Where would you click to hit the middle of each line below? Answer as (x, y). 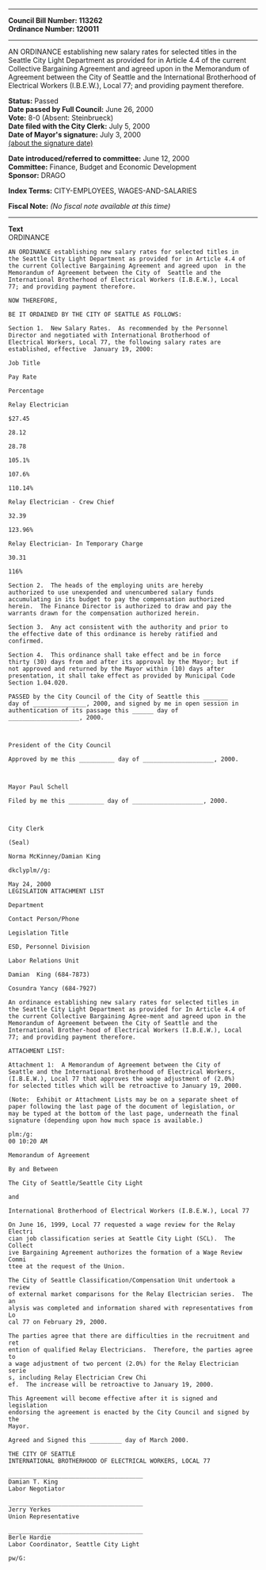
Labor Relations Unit (44, 961)
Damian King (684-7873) (49, 974)
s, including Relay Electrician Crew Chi (78, 1378)
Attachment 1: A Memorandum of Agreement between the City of (115, 1065)
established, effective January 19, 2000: (81, 349)
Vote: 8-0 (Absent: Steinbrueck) (61, 118)
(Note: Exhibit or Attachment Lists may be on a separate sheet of (123, 1100)
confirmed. (26, 641)
